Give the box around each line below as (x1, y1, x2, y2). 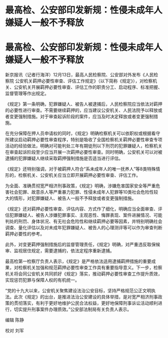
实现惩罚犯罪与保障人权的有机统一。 (5, 277, 80, 283)
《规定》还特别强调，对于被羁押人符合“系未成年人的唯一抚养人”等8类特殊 (5, 166, 156, 172)
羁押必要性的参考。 (5, 231, 45, 237)
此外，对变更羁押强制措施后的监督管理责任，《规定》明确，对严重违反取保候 (5, 242, 161, 248)
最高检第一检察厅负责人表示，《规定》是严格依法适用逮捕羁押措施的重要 (5, 258, 152, 265)
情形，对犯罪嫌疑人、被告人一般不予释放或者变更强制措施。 (13, 195, 136, 201)
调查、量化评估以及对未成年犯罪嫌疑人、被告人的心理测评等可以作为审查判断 (5, 225, 163, 231)
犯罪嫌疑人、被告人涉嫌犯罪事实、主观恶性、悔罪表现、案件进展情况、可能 (9, 212, 163, 218)
